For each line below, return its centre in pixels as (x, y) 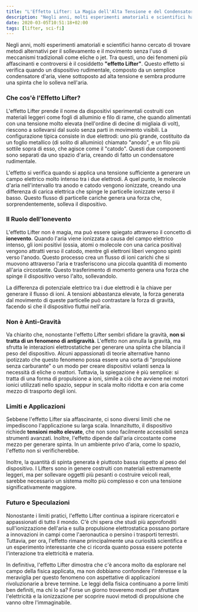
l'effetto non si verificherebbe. (43, 451)
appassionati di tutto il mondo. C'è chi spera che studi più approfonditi (91, 522)
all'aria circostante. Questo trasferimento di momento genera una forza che (98, 270)
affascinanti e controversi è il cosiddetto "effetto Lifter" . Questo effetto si (95, 64)
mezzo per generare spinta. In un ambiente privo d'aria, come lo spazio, (93, 445)
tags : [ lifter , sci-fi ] (35, 28)
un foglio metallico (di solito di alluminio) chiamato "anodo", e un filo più (93, 142)
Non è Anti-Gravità (34, 322)
